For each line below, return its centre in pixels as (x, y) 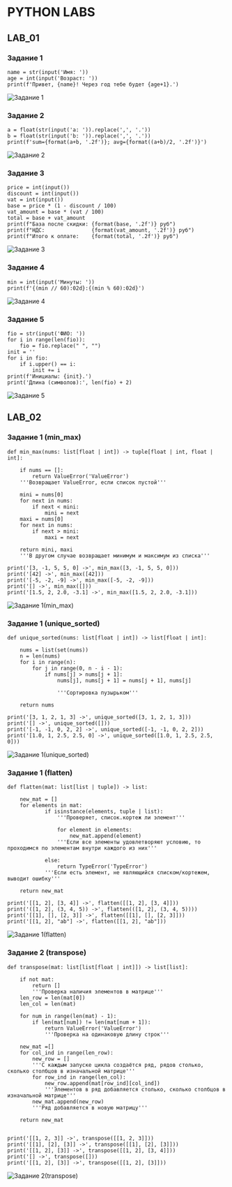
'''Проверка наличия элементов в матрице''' (98, 991)
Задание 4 (26, 267)
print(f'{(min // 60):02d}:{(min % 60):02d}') (76, 288)
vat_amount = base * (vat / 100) (56, 212)
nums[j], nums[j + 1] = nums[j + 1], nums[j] (124, 681)
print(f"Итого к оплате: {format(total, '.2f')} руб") (93, 237)
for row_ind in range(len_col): (79, 1077)
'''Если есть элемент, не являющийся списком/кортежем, (127, 873)
